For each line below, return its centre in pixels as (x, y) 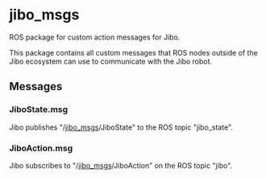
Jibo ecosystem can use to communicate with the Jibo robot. (111, 61)
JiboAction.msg (41, 148)
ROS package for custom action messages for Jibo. (95, 37)
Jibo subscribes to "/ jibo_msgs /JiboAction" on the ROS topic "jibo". (121, 165)
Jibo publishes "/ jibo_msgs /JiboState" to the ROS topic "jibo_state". (121, 127)
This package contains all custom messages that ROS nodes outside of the (134, 52)
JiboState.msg (39, 110)
